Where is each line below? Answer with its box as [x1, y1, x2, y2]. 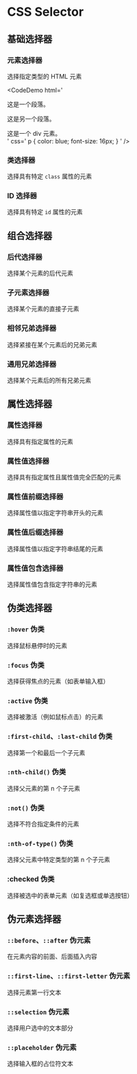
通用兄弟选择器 [7, 359, 57, 369]
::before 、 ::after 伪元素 [7, 935, 91, 945]
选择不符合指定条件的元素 [7, 820, 79, 828]
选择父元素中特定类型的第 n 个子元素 [7, 855, 111, 864]
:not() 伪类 [7, 803, 45, 813]
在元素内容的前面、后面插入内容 [7, 953, 97, 961]
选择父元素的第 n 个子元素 [7, 784, 81, 792]
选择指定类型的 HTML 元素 [7, 72, 82, 80]
